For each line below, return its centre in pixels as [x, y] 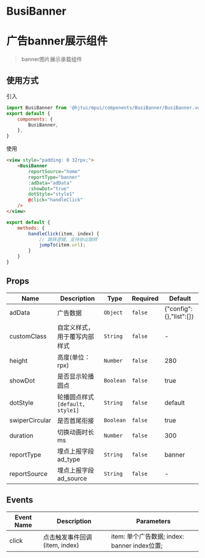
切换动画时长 [76, 432]
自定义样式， [76, 327]
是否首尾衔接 [76, 420]
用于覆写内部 [76, 336]
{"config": [178, 309]
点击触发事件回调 [68, 537]
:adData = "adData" [50, 183]
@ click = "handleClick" [56, 200]
